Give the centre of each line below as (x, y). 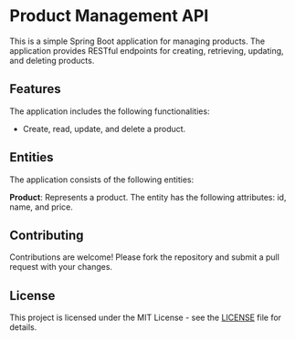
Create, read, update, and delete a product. (104, 129)
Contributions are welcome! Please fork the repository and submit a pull (145, 257)
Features (35, 89)
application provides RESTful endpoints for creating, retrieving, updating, (147, 50)
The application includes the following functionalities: (110, 111)
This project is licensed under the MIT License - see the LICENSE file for (145, 318)
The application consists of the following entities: (102, 180)
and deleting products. (52, 60)
